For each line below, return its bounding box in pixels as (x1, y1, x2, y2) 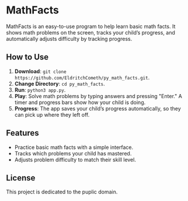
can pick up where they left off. (14, 111, 90, 118)
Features (6, 128, 39, 138)
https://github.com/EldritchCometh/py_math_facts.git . (14, 74, 150, 81)
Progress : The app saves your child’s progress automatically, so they (14, 105, 181, 112)
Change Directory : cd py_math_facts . (14, 80, 105, 87)
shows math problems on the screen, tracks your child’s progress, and (6, 29, 175, 36)
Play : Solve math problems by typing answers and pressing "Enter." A (14, 92, 182, 99)
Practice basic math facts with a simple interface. (14, 144, 134, 151)
